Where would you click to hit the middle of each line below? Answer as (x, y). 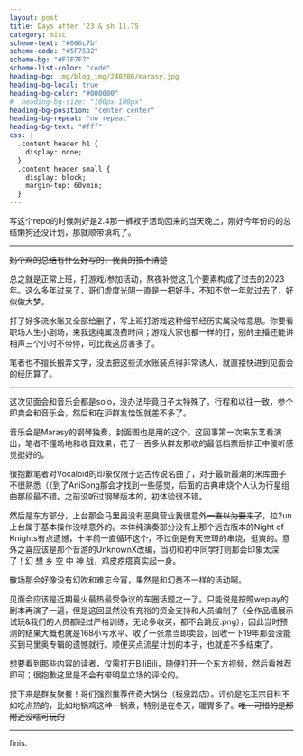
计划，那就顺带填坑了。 (92, 232)
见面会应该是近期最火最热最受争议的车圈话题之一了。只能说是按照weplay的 (149, 599)
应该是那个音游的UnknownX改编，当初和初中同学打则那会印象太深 (156, 549)
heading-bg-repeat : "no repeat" (70, 118)
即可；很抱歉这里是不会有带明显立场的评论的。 (96, 675)
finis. (18, 743)
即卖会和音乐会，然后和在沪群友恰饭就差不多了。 (100, 413)
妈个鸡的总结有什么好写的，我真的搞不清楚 (88, 260)
